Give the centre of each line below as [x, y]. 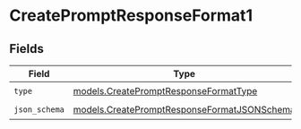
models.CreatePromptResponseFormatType [165, 90]
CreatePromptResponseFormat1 [131, 16]
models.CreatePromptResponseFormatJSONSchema [184, 109]
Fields [27, 49]
